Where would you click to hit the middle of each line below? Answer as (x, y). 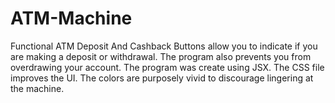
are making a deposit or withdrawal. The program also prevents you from (161, 56)
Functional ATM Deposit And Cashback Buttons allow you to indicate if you (164, 46)
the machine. (37, 88)
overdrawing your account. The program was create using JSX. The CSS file (167, 67)
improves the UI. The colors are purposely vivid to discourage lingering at (162, 78)
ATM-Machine (71, 18)
